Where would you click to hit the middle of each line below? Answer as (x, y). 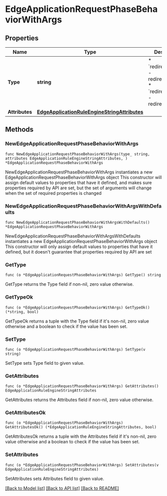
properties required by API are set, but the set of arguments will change (79, 188)
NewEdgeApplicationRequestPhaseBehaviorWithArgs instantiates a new (79, 172)
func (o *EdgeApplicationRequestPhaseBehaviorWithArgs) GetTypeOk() (78, 307)
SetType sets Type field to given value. (45, 363)
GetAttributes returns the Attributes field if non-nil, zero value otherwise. (79, 400)
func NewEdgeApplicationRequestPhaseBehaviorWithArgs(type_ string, (78, 154)
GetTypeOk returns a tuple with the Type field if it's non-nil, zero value (77, 321)
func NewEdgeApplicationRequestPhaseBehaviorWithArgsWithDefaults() (78, 222)
